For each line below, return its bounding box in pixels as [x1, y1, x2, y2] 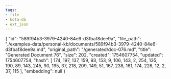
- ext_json [5, 21, 29, 27]
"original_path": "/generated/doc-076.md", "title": [47, 46, 152, 52]
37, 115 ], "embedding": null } [5, 68, 66, 74]
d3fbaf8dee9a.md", [5, 46, 47, 52]
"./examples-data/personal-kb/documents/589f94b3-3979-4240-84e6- [5, 41, 158, 47]
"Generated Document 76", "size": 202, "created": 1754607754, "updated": [5, 52, 163, 58]
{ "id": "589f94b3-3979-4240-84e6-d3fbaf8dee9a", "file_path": [5, 36, 141, 42]
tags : [5, 7, 17, 13]
